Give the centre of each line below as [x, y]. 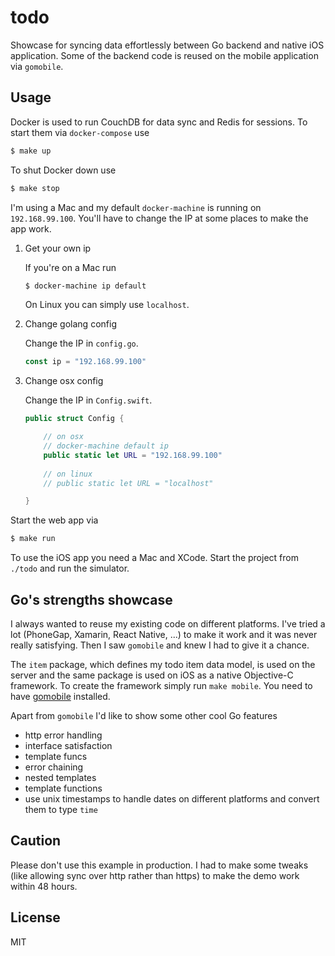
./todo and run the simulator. [70, 568]
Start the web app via [54, 520]
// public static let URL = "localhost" [128, 483]
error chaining [54, 767]
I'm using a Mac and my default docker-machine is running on [136, 207]
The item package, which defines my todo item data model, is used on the [163, 664]
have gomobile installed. [60, 696]
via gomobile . [37, 66]
